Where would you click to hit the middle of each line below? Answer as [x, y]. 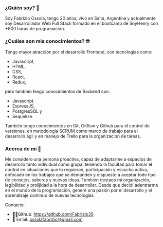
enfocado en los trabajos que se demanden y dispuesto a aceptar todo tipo [81, 175]
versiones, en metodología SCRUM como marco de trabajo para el [71, 131]
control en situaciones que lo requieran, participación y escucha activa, [77, 169]
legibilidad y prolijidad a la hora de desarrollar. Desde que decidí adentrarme [81, 185]
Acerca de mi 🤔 [23, 149]
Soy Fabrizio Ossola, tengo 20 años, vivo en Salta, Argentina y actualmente [80, 18]
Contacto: [15, 205]
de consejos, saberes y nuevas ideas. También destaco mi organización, [78, 180]
